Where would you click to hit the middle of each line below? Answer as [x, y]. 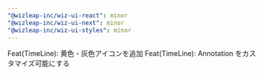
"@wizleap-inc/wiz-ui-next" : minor [66, 23]
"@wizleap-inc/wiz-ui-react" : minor [68, 15]
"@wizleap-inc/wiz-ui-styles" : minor [70, 30]
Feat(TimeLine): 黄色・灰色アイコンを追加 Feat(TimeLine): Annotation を [125, 54]
